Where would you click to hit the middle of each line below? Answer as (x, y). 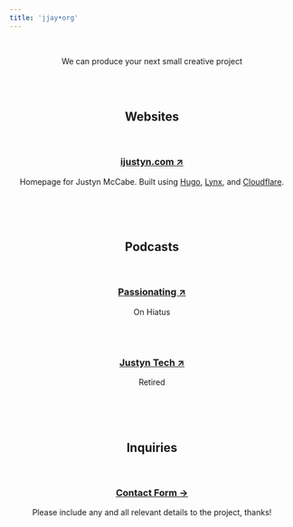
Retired (152, 382)
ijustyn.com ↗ (152, 162)
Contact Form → (152, 493)
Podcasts (152, 247)
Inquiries (152, 448)
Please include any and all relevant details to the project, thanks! (152, 513)
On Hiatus (152, 311)
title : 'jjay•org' (44, 18)
